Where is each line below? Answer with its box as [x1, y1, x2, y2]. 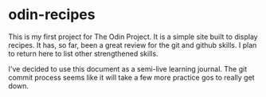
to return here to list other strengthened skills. [8, 48, 158, 58]
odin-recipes [8, 6, 96, 24]
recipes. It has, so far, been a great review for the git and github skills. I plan [8, 40, 257, 49]
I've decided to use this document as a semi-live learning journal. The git [8, 64, 248, 73]
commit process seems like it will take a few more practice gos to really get [8, 72, 255, 82]
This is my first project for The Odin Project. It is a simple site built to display [8, 32, 258, 41]
